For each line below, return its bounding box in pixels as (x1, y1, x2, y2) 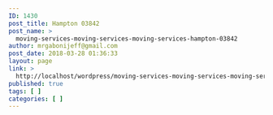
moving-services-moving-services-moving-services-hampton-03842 (15, 34, 238, 43)
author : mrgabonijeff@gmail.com (8, 42, 118, 50)
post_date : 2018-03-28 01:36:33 (8, 49, 118, 57)
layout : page (8, 57, 53, 66)
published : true (8, 79, 63, 87)
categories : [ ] (8, 95, 63, 103)
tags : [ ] (8, 87, 42, 96)
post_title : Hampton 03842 (8, 19, 100, 28)
